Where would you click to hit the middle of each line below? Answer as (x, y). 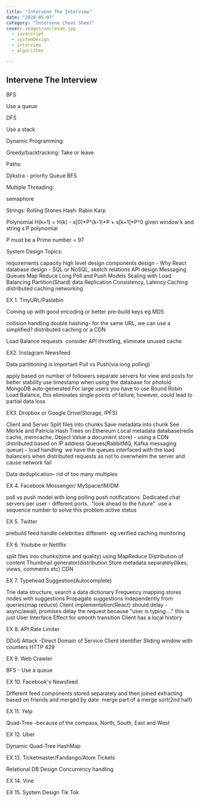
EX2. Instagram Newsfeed (38, 353)
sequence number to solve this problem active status (71, 510)
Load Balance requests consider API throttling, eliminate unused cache (94, 341)
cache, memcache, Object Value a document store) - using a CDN (87, 437)
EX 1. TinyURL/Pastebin (35, 300)
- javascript (28, 34)
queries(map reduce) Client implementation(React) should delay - (87, 605)
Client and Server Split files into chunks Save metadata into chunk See (93, 424)
